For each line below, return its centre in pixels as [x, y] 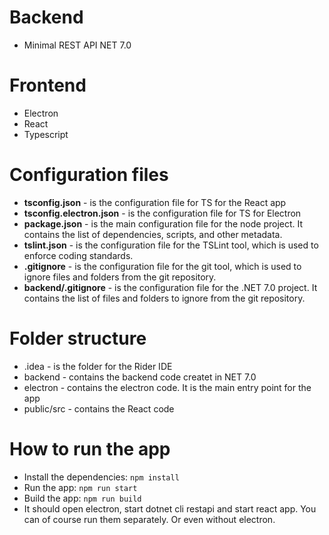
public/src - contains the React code [99, 408]
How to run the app [90, 448]
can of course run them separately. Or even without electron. [149, 519]
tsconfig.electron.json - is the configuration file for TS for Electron [162, 213]
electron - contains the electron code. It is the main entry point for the [167, 387]
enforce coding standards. [78, 255]
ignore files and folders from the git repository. [120, 277]
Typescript [46, 134]
